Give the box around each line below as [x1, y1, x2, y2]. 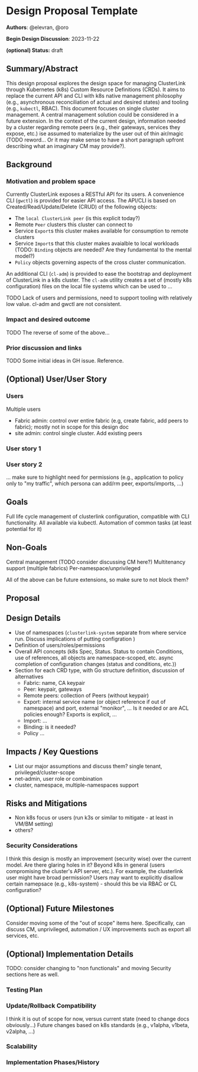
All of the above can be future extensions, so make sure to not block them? [6, 576, 189, 583]
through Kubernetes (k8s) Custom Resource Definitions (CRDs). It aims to [6, 86, 185, 93]
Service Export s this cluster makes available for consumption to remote [14, 227, 189, 234]
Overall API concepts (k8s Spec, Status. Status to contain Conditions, [14, 648, 184, 655]
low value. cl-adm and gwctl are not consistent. [6, 301, 122, 308]
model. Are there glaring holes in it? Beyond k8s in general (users [6, 861, 165, 868]
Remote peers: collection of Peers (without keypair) [23, 691, 149, 699]
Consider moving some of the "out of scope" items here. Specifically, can [6, 919, 185, 926]
